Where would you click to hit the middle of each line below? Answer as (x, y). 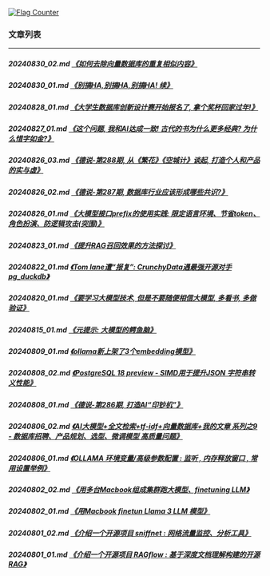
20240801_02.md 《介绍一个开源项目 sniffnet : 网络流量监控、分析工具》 (130, 533)
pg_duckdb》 (29, 276)
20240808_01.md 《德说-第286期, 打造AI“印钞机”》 (96, 404)
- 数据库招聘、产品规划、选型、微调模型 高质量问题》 (96, 436)
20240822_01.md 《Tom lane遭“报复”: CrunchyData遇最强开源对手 (120, 267)
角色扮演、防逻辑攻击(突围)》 (57, 224)
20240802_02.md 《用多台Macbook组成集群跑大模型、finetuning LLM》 (129, 489)
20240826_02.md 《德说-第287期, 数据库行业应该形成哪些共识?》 (119, 192)
